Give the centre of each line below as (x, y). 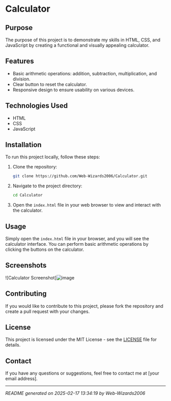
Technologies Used (36, 106)
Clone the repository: (35, 167)
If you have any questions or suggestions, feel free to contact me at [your (82, 373)
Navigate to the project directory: (47, 186)
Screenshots (26, 265)
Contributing (26, 294)
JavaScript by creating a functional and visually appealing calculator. (77, 45)
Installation (23, 145)
